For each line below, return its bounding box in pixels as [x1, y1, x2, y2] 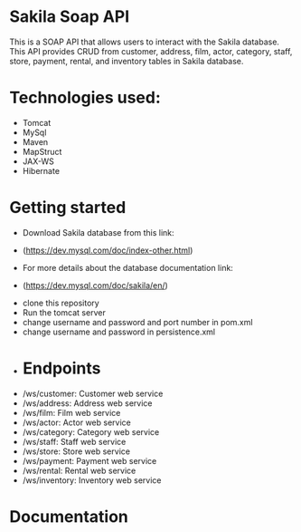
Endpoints [22, 358, 101, 378]
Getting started [9, 198, 127, 218]
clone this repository [22, 297, 99, 308]
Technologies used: [9, 88, 161, 108]
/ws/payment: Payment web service [22, 455, 157, 466]
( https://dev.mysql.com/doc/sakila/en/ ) [22, 279, 169, 291]
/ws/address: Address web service [22, 397, 153, 409]
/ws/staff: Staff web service [22, 436, 127, 447]
